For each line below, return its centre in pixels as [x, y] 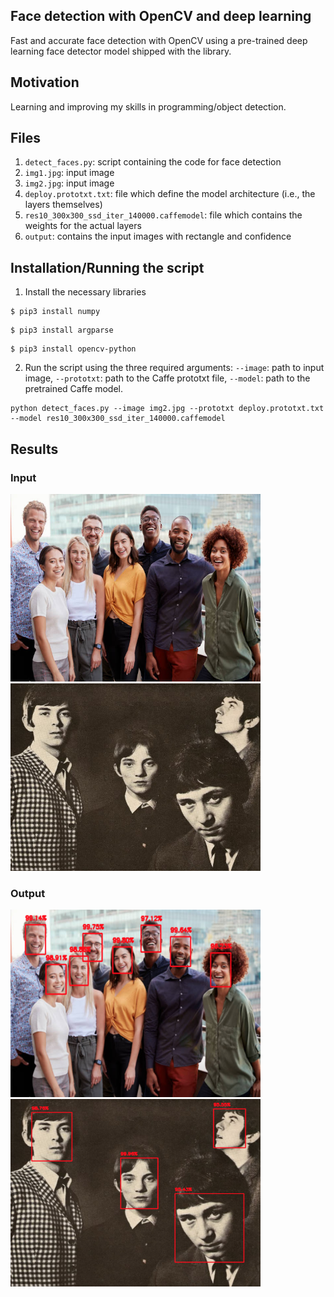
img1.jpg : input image [69, 173]
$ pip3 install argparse [62, 330]
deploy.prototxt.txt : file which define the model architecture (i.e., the [170, 194]
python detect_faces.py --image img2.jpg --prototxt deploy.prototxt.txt [167, 409]
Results [34, 449]
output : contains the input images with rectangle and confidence [158, 236]
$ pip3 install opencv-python [73, 349]
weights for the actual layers [83, 226]
